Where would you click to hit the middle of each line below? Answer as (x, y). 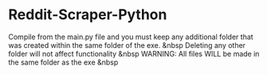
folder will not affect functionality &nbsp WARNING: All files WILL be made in (134, 53)
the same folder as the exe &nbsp (63, 62)
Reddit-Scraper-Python (88, 15)
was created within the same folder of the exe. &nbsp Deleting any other (127, 45)
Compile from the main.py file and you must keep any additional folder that (131, 37)
